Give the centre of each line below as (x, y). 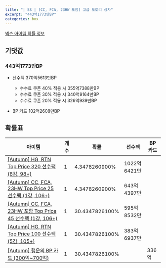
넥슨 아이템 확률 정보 (25, 34)
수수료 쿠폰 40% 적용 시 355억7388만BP (60, 88)
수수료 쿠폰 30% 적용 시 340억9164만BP (60, 94)
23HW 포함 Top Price (32, 211)
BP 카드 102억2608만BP (36, 111)
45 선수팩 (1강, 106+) (33, 218)
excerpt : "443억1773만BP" (31, 14)
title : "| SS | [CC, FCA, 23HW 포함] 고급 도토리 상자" (59, 10)
